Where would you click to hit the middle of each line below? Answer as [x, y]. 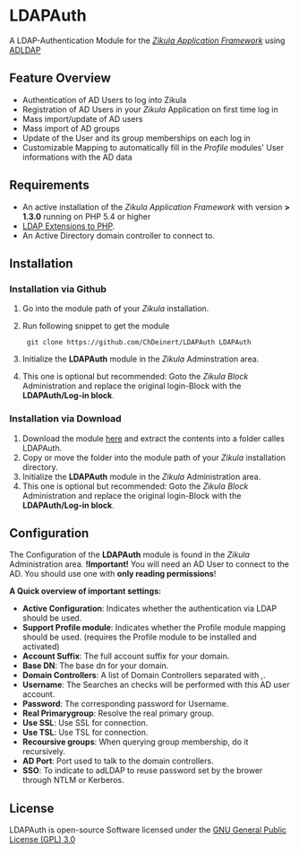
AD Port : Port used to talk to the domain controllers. [118, 761]
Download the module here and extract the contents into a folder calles [153, 438]
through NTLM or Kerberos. [73, 780]
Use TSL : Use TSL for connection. [85, 733]
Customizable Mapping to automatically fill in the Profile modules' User [153, 147]
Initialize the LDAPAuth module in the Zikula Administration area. [141, 476]
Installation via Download [66, 419]
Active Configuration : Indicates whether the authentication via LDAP [149, 609]
